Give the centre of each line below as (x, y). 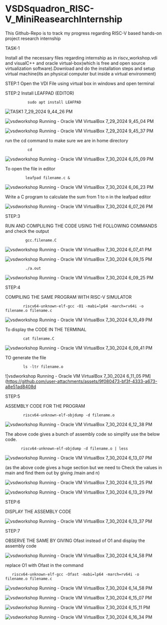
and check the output (27, 231)
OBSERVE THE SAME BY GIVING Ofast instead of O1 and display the (75, 541)
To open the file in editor (30, 168)
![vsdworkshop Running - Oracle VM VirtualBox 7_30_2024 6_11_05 (73, 376)
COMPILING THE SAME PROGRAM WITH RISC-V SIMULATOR (69, 297)
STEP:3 (13, 216)
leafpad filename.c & (48, 178)
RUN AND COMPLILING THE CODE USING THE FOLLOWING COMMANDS (81, 226)
